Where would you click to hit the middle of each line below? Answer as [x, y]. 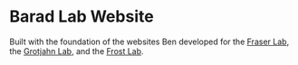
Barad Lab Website [82, 17]
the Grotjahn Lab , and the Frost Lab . [77, 51]
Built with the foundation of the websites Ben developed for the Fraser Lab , [149, 42]
